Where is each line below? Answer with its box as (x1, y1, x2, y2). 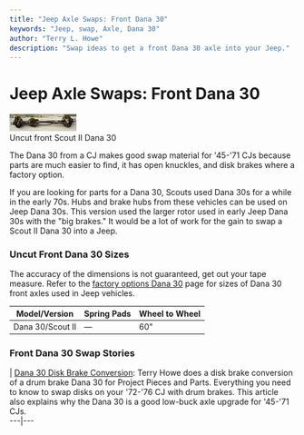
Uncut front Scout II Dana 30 (9, 133, 117, 143)
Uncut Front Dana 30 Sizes (9, 248, 130, 261)
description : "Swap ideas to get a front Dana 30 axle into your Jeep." (9, 44, 290, 53)
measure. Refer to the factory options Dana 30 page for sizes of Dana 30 (9, 278, 282, 290)
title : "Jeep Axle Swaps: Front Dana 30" (9, 15, 169, 24)
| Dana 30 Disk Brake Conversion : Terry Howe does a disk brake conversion (9, 368, 293, 379)
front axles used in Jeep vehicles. (9, 288, 135, 299)
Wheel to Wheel (139, 308, 201, 319)
